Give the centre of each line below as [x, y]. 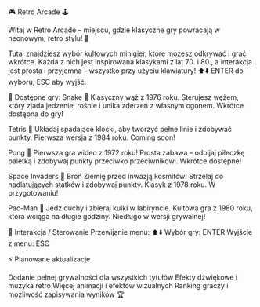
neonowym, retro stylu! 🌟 [49, 38]
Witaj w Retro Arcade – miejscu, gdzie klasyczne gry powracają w [114, 30]
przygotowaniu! [33, 193]
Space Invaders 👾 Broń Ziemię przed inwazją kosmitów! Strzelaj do [116, 176]
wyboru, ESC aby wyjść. [47, 82]
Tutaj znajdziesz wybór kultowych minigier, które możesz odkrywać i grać [127, 53]
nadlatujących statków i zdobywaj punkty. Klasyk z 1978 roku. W [112, 185]
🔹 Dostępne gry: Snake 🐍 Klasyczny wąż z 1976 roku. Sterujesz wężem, [123, 97]
